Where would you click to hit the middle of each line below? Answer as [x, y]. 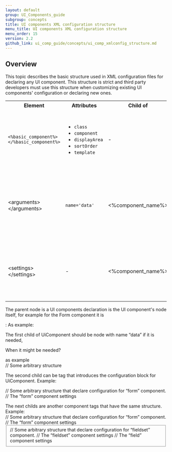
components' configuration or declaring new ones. [59, 93]
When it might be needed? [33, 350]
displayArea [89, 139]
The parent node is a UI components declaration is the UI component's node [86, 309]
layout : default [23, 10]
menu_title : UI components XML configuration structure [66, 29]
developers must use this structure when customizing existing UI [74, 87]
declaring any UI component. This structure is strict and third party [76, 82]
